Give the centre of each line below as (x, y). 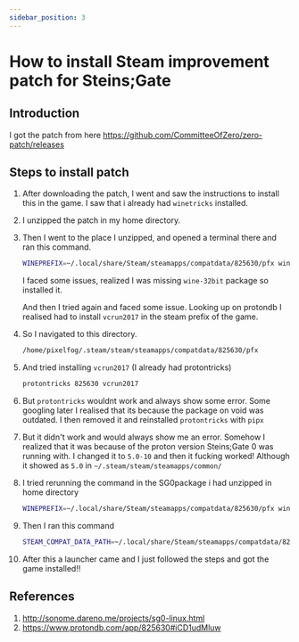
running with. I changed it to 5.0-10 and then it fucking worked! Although (156, 457)
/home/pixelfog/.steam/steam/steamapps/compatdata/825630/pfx (140, 350)
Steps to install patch (69, 173)
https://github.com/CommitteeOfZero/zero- (183, 135)
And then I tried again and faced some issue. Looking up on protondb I (152, 308)
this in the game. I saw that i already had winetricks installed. (135, 203)
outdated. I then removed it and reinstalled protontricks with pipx (143, 420)
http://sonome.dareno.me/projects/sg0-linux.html (113, 618)
